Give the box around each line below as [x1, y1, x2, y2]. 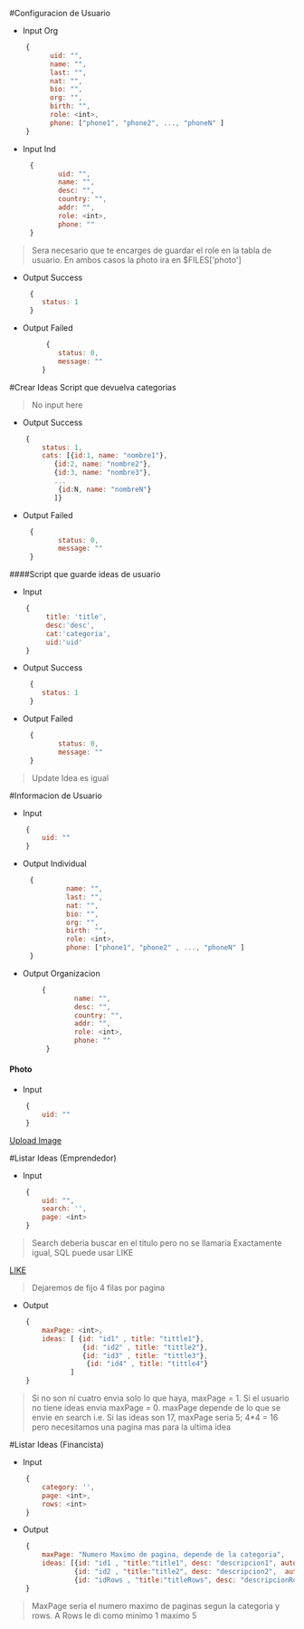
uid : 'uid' [45, 638, 83, 647]
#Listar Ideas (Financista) [9, 1440, 104, 1451]
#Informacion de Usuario [9, 790, 102, 801]
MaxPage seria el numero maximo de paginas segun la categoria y [31, 1600, 280, 1611]
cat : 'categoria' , [45, 629, 111, 638]
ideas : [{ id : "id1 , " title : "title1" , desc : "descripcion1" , [42, 1558, 278, 1568]
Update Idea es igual [31, 772, 109, 783]
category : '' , [42, 1482, 95, 1491]
